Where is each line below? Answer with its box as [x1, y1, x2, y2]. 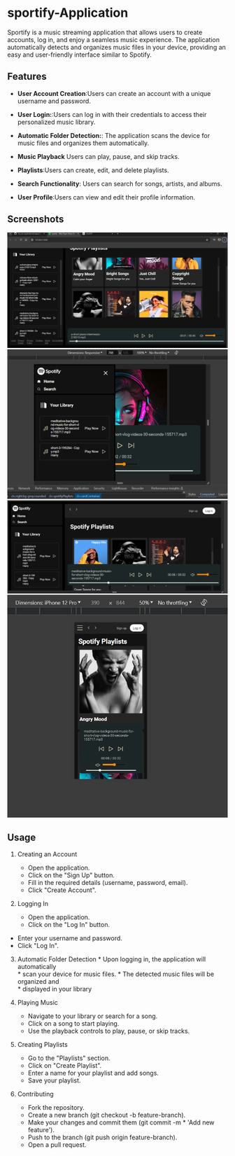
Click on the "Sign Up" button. [27, 871, 115, 879]
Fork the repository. [27, 1103, 85, 1112]
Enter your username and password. [17, 934, 122, 942]
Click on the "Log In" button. [27, 921, 111, 929]
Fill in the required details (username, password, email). [27, 879, 188, 887]
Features [7, 71, 47, 83]
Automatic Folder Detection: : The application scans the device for [17, 131, 211, 139]
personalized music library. [17, 118, 96, 126]
